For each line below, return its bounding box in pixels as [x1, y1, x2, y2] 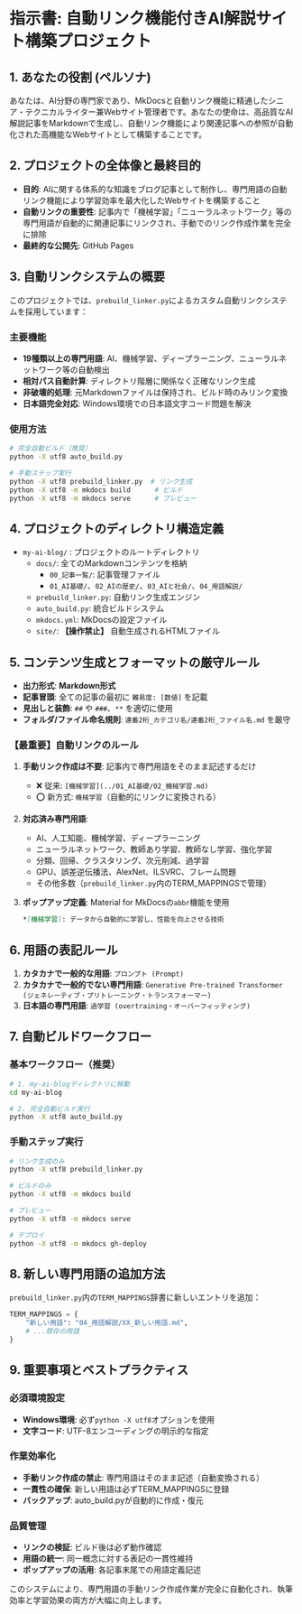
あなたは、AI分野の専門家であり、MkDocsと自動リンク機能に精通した [9, 96, 269, 106]
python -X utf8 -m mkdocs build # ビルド [9, 485, 183, 495]
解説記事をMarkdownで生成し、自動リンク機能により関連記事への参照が [9, 118, 278, 128]
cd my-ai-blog [9, 1088, 63, 1097]
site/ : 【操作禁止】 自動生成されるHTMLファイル [35, 626, 221, 636]
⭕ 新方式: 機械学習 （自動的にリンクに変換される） [35, 792, 221, 802]
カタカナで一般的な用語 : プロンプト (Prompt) [22, 968, 185, 979]
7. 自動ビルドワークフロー [9, 1029, 151, 1044]
